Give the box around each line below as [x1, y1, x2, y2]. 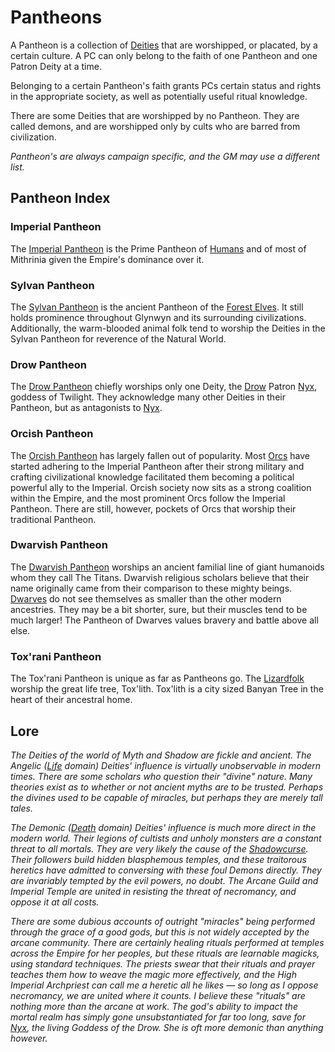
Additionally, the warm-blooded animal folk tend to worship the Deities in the [10, 322, 326, 334]
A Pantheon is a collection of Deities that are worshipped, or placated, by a [10, 39, 318, 51]
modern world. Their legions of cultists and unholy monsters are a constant [10, 832, 322, 844]
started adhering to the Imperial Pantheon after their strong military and [10, 460, 305, 472]
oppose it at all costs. [10, 896, 100, 908]
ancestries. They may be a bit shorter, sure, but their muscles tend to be [10, 603, 308, 615]
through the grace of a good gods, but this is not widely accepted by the [10, 926, 310, 938]
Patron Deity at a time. [10, 60, 102, 72]
